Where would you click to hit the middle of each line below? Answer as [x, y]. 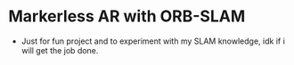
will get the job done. [60, 50]
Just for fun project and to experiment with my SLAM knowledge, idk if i [153, 41]
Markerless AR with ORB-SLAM [127, 16]
